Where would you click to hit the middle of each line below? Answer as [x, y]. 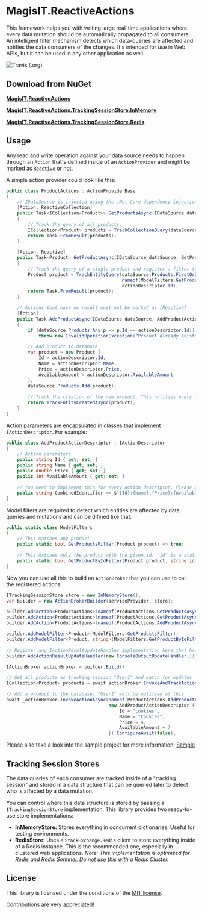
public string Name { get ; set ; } [60, 465]
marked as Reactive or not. [40, 168]
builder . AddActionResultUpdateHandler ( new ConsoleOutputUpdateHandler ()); [102, 656]
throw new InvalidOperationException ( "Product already [109, 336]
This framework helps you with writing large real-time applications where [97, 28]
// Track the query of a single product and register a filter [109, 269]
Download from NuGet [49, 84]
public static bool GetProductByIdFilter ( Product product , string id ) [107, 561]
